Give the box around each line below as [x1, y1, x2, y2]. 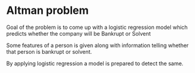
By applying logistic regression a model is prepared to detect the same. [6, 60, 184, 67]
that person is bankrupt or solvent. [6, 48, 92, 55]
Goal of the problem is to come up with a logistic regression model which [6, 24, 188, 31]
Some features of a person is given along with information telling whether [6, 42, 189, 49]
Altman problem [6, 4, 89, 17]
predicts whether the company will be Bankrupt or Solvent [6, 30, 151, 37]
